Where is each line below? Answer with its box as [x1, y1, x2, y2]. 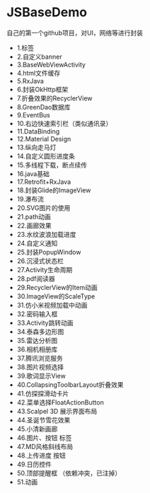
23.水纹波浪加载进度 [16, 230, 76, 238]
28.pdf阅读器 [16, 274, 56, 283]
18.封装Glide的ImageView [16, 185, 91, 195]
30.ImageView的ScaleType [16, 291, 96, 301]
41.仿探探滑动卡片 [16, 389, 69, 398]
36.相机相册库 [16, 344, 58, 354]
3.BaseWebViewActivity [16, 60, 86, 69]
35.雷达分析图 [16, 336, 58, 344]
